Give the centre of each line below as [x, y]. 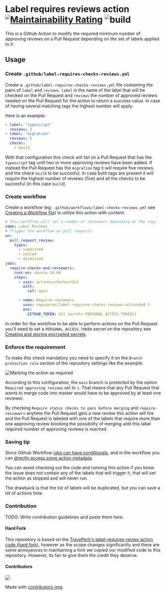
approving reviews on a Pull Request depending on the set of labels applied [83, 39]
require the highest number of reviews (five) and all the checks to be [75, 178]
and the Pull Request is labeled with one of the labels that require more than [83, 418]
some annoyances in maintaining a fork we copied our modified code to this [83, 550]
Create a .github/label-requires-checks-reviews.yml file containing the [79, 85]
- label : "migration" [28, 134]
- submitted [31, 250]
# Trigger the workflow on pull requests [49, 231]
